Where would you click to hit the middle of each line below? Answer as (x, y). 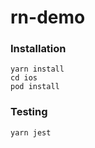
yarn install (37, 69)
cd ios (24, 78)
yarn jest (31, 132)
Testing (29, 112)
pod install (35, 87)
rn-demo (48, 17)
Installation (38, 49)
